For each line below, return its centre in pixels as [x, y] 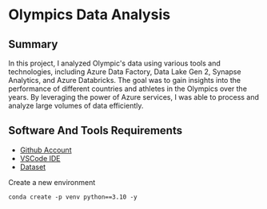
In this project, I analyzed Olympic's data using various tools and [115, 63]
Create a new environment [52, 182]
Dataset [33, 167]
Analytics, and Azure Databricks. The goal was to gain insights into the [125, 80]
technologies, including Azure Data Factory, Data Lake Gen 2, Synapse [125, 72]
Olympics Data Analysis [89, 15]
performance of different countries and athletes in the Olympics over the [128, 89]
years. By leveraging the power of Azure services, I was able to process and [134, 97]
